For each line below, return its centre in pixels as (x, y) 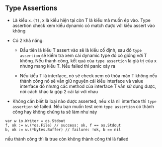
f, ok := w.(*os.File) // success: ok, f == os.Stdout (63, 125)
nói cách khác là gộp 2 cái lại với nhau (59, 91)
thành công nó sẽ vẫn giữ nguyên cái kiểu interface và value (81, 81)
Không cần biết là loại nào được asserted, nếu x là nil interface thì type (84, 101)
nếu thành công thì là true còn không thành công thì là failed (67, 139)
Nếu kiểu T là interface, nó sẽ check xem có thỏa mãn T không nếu (88, 75)
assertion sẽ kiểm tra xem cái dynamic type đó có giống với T (83, 55)
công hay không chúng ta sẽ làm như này (55, 112)
